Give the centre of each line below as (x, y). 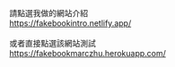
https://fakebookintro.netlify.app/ (70, 23)
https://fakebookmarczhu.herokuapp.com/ (87, 53)
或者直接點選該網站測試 (52, 43)
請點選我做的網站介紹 (48, 13)
